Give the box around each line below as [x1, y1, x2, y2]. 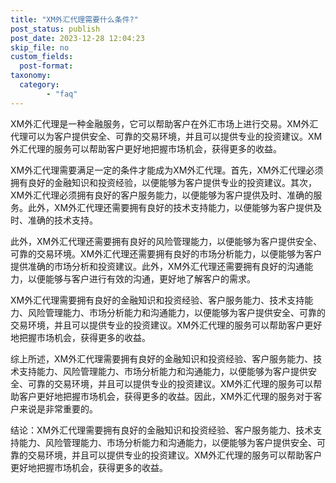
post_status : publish [10, 24, 101, 34]
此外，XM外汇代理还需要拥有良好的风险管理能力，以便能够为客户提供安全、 [10, 235, 323, 247]
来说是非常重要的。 [18, 402, 98, 415]
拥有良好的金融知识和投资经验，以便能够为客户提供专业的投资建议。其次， [10, 176, 317, 188]
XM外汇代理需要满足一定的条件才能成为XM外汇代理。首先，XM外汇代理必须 [10, 164, 324, 176]
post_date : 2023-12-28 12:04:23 [10, 33, 145, 43]
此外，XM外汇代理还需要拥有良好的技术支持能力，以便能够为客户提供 [27, 201, 314, 213]
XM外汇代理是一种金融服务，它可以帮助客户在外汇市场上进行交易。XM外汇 [10, 117, 319, 130]
